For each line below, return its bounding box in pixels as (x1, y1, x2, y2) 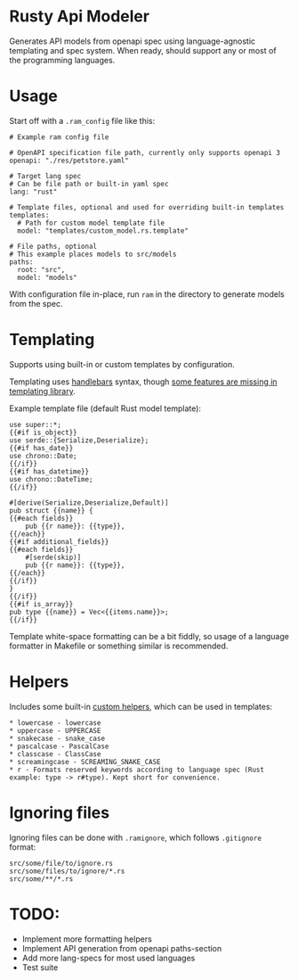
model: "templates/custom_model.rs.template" (17, 226, 189, 235)
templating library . (9, 385, 76, 396)
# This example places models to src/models (9, 250, 177, 259)
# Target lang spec (9, 171, 82, 180)
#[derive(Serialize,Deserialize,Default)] (9, 498, 169, 507)
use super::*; (9, 420, 62, 429)
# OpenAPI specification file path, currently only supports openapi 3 (9, 148, 280, 157)
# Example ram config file (9, 132, 109, 142)
